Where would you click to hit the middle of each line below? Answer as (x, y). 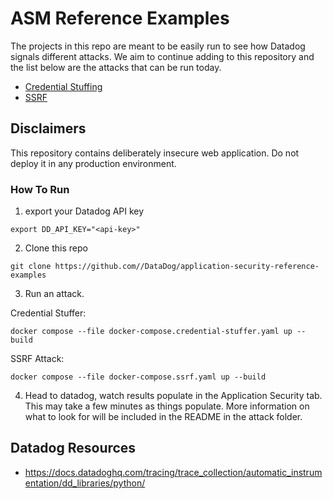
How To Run (40, 189)
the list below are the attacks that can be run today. (116, 67)
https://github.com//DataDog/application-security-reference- (187, 267)
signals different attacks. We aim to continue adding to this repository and (162, 56)
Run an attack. (54, 294)
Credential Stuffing (63, 86)
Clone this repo (56, 248)
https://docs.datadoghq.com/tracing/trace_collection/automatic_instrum (173, 472)
